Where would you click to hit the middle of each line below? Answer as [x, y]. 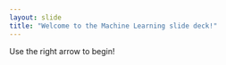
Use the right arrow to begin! [62, 51]
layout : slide [36, 17]
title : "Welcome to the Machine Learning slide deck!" [113, 26]
